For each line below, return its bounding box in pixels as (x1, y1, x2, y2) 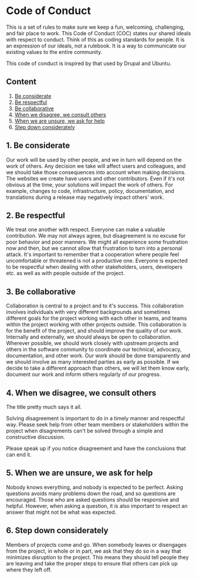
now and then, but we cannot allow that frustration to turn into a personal (6, 245, 183, 252)
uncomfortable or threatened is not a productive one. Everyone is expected (6, 257, 188, 265)
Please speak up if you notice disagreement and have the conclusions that (6, 445, 186, 452)
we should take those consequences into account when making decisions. (6, 168, 186, 175)
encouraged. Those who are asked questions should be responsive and (6, 496, 179, 503)
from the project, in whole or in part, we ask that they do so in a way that (6, 547, 182, 554)
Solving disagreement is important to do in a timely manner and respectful (6, 415, 185, 422)
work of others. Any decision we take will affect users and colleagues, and (6, 162, 186, 170)
